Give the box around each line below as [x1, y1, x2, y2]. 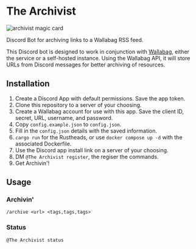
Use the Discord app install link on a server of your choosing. [15, 146, 169, 153]
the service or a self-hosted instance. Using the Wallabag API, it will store [6, 54, 191, 61]
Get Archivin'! [15, 160, 50, 167]
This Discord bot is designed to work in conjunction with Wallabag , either [6, 47, 190, 55]
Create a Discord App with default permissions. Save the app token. [15, 94, 186, 102]
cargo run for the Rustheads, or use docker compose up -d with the [15, 133, 183, 141]
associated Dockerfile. [15, 140, 72, 147]
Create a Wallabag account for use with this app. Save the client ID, [15, 108, 184, 115]
